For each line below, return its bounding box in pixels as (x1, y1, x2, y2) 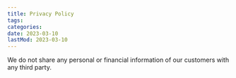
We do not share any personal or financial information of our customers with (7, 56, 230, 64)
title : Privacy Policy (7, 10, 74, 18)
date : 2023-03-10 (7, 30, 59, 37)
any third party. (7, 63, 52, 72)
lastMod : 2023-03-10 (7, 37, 69, 44)
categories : (7, 23, 42, 30)
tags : (7, 17, 23, 24)
